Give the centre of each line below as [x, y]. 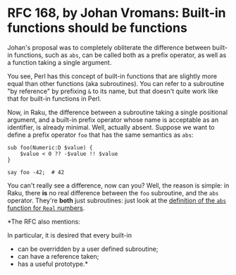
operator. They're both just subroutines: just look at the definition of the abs [117, 200]
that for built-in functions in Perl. [55, 98]
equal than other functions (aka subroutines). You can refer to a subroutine [116, 83]
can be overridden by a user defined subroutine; [88, 249]
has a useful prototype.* [53, 264]
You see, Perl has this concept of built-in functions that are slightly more [112, 76]
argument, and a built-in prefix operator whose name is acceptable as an [113, 120]
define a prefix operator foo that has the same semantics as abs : [100, 135]
